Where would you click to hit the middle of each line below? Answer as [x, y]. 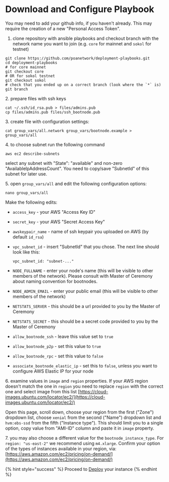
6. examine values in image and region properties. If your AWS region [77, 381]
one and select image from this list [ [42, 391]
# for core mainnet [26, 67]
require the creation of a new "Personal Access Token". [63, 28]
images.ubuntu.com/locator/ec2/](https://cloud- [55, 397]
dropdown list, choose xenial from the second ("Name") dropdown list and [83, 417]
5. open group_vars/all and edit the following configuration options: [76, 184]
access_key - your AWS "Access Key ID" [54, 212]
